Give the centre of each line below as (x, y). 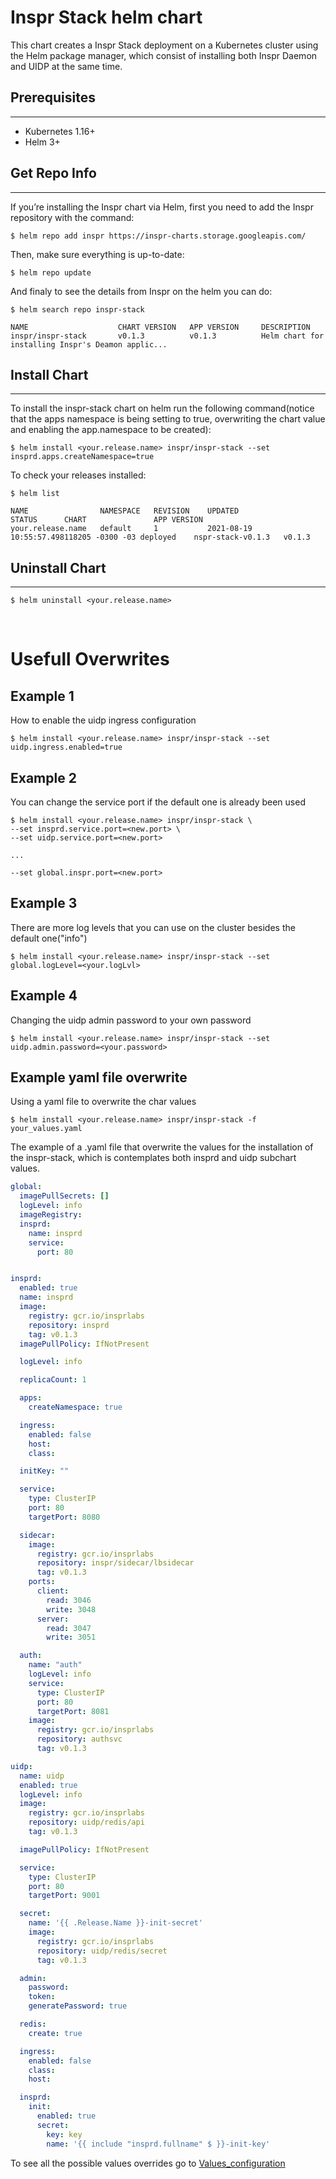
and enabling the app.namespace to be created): (111, 430)
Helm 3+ (42, 142)
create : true (55, 2033)
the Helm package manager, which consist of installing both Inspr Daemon (164, 55)
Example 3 (44, 903)
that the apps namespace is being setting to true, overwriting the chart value (168, 419)
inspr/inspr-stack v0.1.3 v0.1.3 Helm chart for (167, 336)
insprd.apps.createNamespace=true (82, 457)
